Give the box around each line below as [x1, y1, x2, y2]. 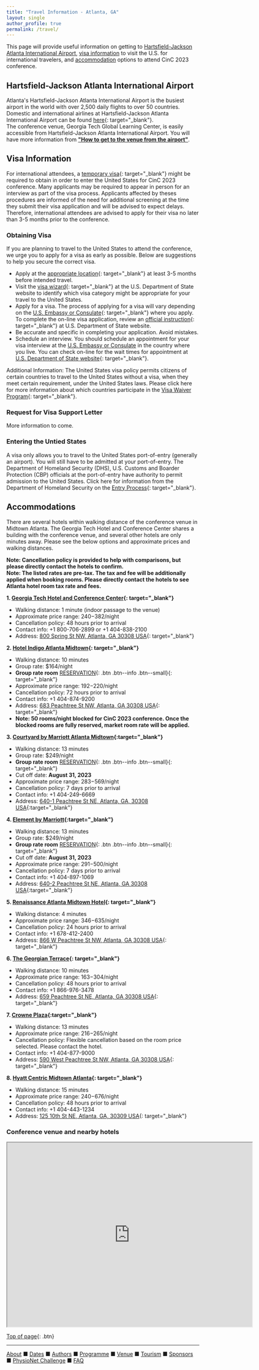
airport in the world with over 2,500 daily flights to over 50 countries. [6, 103, 180, 111]
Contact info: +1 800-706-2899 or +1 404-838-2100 [15, 625, 148, 633]
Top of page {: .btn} [6, 1333, 55, 1340]
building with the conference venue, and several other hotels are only [6, 531, 182, 538]
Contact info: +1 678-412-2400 [15, 930, 94, 937]
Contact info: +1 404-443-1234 [15, 1105, 95, 1113]
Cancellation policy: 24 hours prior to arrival [15, 923, 127, 931]
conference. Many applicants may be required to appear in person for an [6, 182, 190, 190]
